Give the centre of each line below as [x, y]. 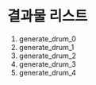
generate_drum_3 [47, 64]
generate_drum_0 [48, 39]
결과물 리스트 [48, 16]
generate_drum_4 [48, 72]
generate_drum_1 [46, 47]
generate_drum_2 [48, 56]
